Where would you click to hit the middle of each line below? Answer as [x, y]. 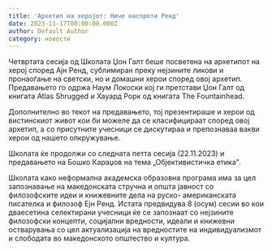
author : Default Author [49, 31]
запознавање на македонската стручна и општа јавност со [111, 187]
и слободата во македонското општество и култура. [99, 238]
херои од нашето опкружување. [65, 138]
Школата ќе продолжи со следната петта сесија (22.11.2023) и [117, 154]
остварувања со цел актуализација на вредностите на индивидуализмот [135, 230]
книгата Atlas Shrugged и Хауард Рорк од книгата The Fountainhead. [127, 96]
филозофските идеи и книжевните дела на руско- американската [123, 195]
